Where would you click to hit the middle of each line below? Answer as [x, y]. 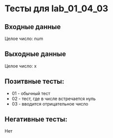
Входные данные [33, 27]
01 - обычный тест [31, 93]
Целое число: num [24, 38]
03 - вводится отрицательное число [50, 103]
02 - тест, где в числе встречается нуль [54, 99]
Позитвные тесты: [35, 82]
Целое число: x [21, 66]
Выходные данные [35, 54]
